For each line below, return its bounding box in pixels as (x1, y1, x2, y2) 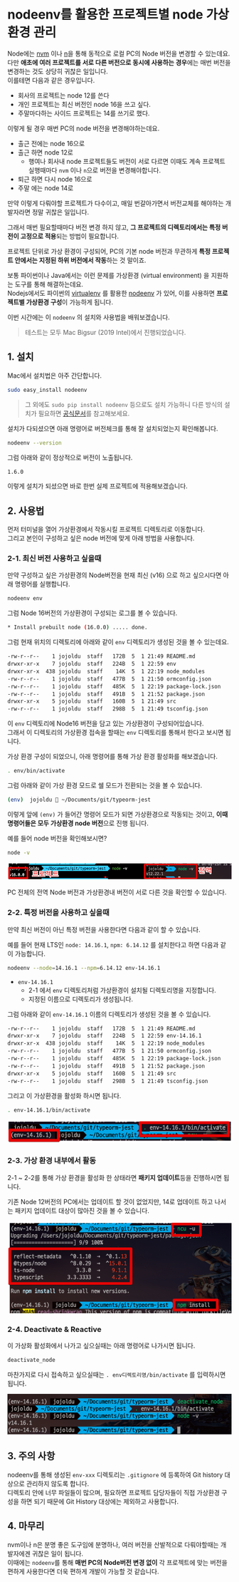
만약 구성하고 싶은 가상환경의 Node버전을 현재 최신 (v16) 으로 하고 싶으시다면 (7, 571, 222, 579)
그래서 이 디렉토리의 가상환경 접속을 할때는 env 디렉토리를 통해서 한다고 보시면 (7, 728, 224, 737)
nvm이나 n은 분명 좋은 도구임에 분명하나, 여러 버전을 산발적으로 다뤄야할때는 (7, 1540, 219, 1549)
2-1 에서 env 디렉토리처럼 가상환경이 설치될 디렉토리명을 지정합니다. (28, 986, 217, 994)
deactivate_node (7, 1357, 55, 1364)
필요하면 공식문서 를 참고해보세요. (38, 409, 130, 418)
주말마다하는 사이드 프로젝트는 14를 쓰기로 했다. (17, 108, 150, 118)
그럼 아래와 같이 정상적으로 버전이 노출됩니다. (7, 453, 133, 462)
